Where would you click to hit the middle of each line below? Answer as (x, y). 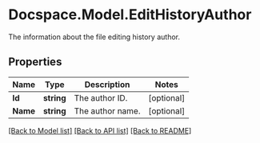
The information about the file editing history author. (94, 37)
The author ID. (101, 97)
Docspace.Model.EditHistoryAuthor (130, 15)
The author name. (107, 111)
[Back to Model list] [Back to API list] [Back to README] (100, 130)
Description (107, 84)
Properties (35, 62)
